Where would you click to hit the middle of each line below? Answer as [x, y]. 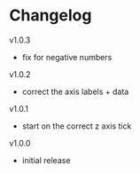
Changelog [51, 16]
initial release [46, 160]
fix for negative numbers [67, 57]
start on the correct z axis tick [77, 126]
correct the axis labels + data [75, 91]
